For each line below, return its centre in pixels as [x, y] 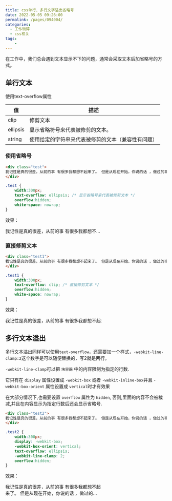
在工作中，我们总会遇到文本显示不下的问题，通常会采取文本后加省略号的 [81, 59]
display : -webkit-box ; [39, 442]
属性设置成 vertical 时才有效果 [78, 386]
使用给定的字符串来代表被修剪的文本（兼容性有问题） [93, 139]
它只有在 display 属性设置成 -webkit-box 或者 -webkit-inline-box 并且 [79, 380]
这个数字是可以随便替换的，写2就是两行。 [65, 358]
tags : [11, 39]
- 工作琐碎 [20, 29]
